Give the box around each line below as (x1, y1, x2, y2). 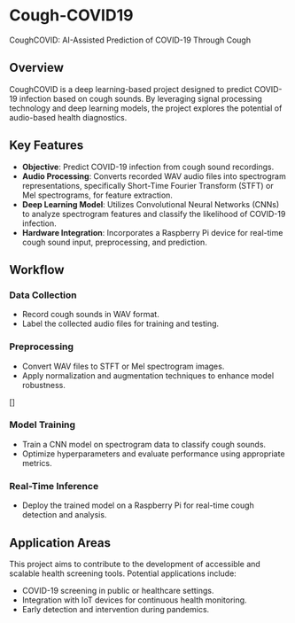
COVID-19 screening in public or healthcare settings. (21, 585, 214, 596)
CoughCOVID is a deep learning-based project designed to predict (9, 83, 252, 94)
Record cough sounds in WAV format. (21, 309, 159, 320)
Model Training (9, 418, 76, 431)
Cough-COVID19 (9, 5, 134, 26)
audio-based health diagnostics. (9, 112, 128, 122)
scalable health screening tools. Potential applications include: (9, 568, 237, 579)
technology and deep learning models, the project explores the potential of (9, 103, 283, 113)
